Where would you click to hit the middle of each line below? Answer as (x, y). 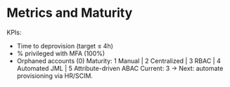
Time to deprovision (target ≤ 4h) (65, 46)
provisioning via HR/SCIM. (55, 76)
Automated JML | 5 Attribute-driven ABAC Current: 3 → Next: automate (120, 68)
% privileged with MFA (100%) (61, 53)
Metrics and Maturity (70, 13)
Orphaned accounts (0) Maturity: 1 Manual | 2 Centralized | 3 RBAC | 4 (119, 60)
